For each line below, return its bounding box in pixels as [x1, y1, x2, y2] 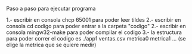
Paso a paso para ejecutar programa [6, 5, 96, 12]
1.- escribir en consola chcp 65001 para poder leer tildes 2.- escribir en [6, 16, 181, 23]
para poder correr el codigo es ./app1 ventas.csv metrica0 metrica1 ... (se [6, 35, 186, 42]
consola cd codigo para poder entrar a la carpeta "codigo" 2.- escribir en [6, 23, 186, 29]
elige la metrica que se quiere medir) [6, 41, 97, 48]
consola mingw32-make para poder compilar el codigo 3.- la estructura [6, 29, 182, 36]
